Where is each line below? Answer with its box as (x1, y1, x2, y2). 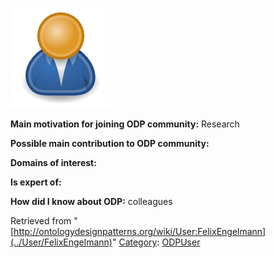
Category (118, 236, 158, 248)
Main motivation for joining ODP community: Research (10, 118, 240, 130)
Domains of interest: (10, 157, 97, 168)
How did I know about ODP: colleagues (10, 196, 173, 207)
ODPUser (161, 236, 201, 248)
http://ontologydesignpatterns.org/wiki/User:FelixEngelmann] (13, 226, 267, 237)
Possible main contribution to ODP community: (10, 138, 210, 149)
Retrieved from (10, 215, 72, 227)
